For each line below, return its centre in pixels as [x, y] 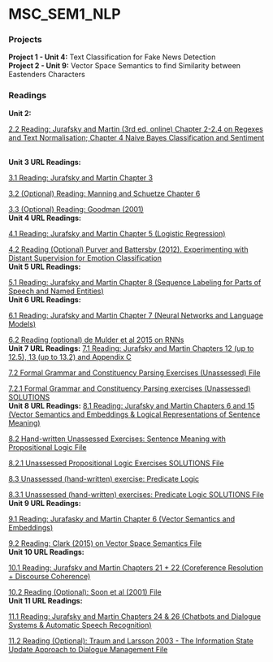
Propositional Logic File [48, 447]
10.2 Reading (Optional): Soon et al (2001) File [85, 592]
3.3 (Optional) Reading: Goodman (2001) [76, 209]
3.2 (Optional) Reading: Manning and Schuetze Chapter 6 [104, 193]
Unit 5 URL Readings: [45, 266]
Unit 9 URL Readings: [45, 503]
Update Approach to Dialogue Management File [88, 649]
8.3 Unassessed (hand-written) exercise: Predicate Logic [104, 478]
